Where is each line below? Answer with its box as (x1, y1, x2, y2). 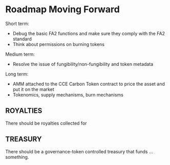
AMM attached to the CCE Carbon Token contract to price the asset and (12, 81, 165, 87)
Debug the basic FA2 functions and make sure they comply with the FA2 (12, 30, 165, 36)
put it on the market (12, 86, 55, 92)
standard (12, 36, 32, 42)
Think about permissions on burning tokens (12, 41, 105, 47)
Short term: (5, 20, 30, 27)
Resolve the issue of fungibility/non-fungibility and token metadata (12, 61, 154, 67)
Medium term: (5, 51, 35, 57)
